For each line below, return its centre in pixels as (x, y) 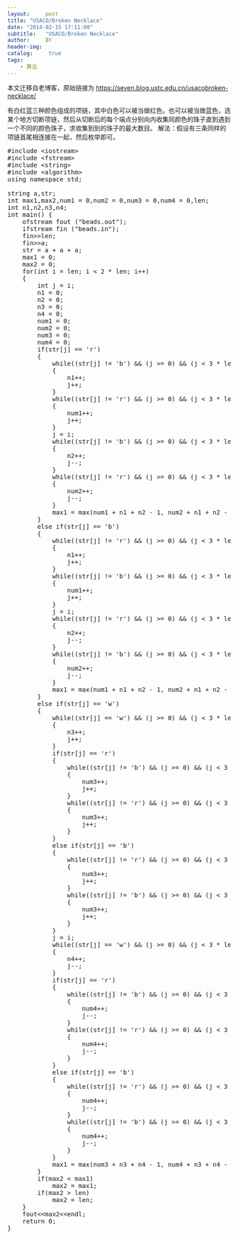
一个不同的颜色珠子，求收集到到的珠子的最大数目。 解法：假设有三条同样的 (117, 128)
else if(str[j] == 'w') (78, 703)
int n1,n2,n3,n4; (37, 207)
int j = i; (56, 285)
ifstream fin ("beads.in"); (71, 229)
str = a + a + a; (52, 250)
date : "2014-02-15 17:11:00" (50, 27)
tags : (15, 60)
